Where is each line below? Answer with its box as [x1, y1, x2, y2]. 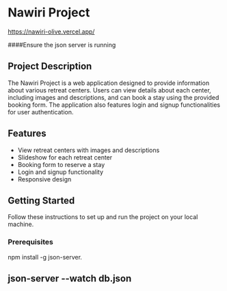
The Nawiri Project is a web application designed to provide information [8, 79, 210, 87]
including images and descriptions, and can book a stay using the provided [8, 93, 219, 101]
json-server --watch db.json [8, 273, 132, 285]
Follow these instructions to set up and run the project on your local [8, 213, 198, 221]
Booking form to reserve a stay [17, 160, 105, 168]
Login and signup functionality [17, 168, 104, 176]
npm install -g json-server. [8, 253, 83, 261]
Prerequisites [8, 238, 53, 247]
